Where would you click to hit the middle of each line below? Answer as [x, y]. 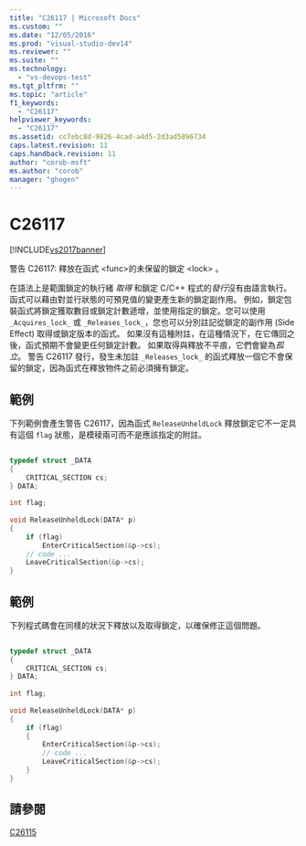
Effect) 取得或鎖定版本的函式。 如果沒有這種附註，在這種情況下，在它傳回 [148, 333]
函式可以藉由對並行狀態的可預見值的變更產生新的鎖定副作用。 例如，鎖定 [147, 300]
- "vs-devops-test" [55, 78]
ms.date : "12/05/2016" [53, 35]
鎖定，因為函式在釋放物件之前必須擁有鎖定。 [109, 368]
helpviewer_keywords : [51, 120]
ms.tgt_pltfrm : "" [44, 86]
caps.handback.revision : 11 [63, 153]
